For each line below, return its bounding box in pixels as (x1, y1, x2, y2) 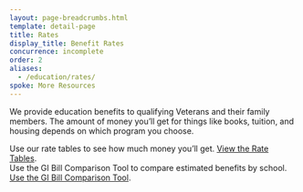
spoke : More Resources (9, 81, 96, 90)
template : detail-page (9, 22, 96, 31)
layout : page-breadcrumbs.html (9, 13, 129, 23)
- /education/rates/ (17, 73, 96, 82)
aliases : (9, 65, 43, 74)
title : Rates (9, 30, 59, 39)
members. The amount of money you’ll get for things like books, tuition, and (9, 116, 295, 126)
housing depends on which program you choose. (9, 125, 194, 136)
